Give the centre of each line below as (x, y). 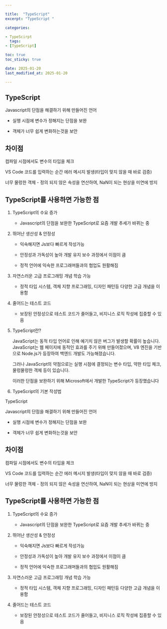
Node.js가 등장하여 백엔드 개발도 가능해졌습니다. (69, 353)
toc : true (15, 55)
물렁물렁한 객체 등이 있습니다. (41, 370)
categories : (17, 28)
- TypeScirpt (19, 37)
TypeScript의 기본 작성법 (37, 391)
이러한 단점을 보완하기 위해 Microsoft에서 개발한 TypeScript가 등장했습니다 (85, 381)
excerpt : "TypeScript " (30, 19)
